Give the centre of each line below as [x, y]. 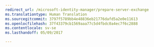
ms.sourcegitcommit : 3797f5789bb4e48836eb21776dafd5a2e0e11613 [72, 19]
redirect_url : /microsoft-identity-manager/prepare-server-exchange [77, 10]
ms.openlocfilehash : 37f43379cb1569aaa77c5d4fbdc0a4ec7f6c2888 [72, 23]
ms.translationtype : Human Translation [46, 14]
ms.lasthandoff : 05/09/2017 [34, 33]
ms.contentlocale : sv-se [31, 28]
